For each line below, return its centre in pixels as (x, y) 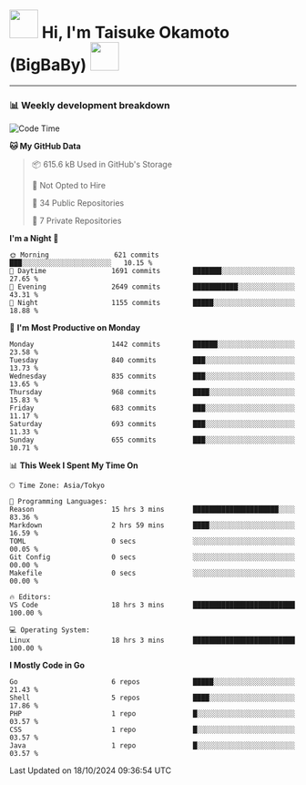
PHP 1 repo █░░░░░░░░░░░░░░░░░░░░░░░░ (153, 714)
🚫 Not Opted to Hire (69, 186)
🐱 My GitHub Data (46, 147)
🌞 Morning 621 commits (84, 255)
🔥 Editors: (31, 597)
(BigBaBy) (48, 65)
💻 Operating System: (50, 630)
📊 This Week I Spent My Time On (74, 465)
